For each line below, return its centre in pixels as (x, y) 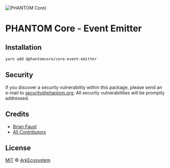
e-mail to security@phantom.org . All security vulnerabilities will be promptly (85, 92)
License (18, 148)
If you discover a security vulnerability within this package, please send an (84, 87)
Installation (23, 47)
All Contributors (29, 132)
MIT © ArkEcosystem (28, 160)
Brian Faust (25, 126)
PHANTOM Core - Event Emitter (74, 29)
